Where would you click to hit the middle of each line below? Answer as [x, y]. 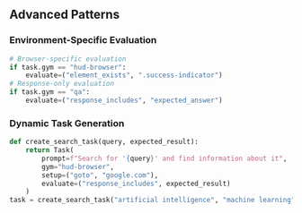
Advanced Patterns [64, 15]
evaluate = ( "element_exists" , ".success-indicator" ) [124, 75]
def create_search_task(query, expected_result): [104, 142]
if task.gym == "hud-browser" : [68, 67]
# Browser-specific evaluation [68, 59]
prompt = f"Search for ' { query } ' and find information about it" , [164, 158]
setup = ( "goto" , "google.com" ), [100, 175]
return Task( [50, 150]
